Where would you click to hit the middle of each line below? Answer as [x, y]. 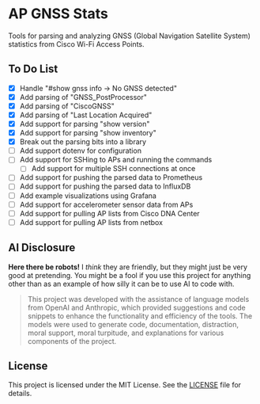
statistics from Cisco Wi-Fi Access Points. [76, 44]
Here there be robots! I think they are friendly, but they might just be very [128, 267]
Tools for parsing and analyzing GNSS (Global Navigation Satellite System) [130, 36]
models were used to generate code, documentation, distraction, [133, 324]
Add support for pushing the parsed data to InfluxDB [105, 186]
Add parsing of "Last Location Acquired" [86, 115]
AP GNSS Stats [58, 14]
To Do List [33, 69]
